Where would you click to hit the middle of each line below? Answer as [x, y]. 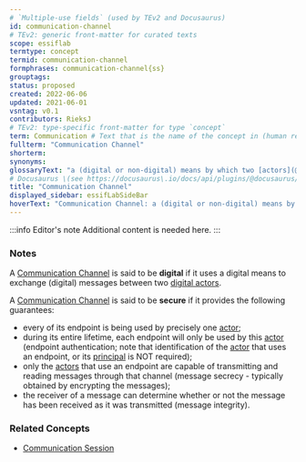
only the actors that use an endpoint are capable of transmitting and [150, 367]
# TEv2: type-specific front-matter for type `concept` [117, 128]
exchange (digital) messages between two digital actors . [116, 283]
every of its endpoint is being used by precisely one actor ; [132, 327]
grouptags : [30, 77]
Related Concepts [50, 428]
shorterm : [28, 153]
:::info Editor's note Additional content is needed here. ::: [115, 229]
